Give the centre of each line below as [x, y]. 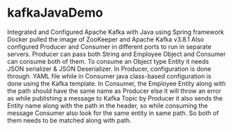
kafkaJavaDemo [55, 13]
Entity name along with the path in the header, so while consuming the [107, 105]
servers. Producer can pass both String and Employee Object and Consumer [116, 54]
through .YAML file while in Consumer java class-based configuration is [109, 76]
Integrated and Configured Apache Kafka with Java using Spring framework [115, 32]
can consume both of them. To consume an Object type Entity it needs [108, 61]
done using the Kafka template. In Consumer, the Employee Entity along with [116, 83]
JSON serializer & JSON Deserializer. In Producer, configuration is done [109, 69]
